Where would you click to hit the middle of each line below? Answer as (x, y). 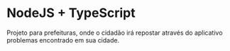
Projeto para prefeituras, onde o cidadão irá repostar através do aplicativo (115, 33)
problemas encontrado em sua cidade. (63, 40)
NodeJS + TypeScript (71, 13)
